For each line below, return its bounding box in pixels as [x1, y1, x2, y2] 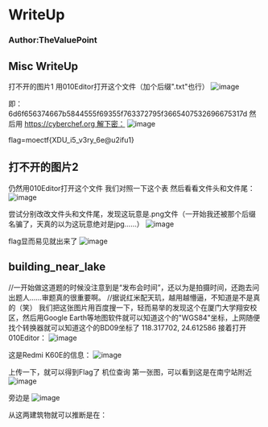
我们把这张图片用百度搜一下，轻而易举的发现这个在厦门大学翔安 [38, 302, 250, 312]
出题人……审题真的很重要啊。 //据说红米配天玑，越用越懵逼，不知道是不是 [8, 292, 254, 302]
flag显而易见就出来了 [8, 236, 78, 246]
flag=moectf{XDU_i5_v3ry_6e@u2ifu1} [8, 135, 134, 144]
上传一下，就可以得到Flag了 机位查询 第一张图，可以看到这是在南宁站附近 [8, 367, 252, 376]
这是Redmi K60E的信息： [8, 350, 92, 359]
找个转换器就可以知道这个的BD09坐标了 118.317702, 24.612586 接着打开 [8, 322, 247, 332]
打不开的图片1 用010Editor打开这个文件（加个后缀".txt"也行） [8, 81, 209, 91]
